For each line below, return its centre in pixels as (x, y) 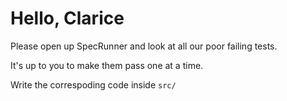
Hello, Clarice (67, 18)
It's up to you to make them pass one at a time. (107, 65)
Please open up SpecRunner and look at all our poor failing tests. (144, 46)
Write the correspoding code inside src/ (93, 84)
